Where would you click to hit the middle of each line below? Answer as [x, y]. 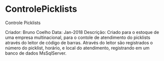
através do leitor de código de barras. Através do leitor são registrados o [79, 42]
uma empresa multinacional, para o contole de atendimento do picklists [78, 37]
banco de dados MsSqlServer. [36, 53]
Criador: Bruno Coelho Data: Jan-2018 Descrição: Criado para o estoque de [82, 32]
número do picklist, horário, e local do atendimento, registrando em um [77, 48]
